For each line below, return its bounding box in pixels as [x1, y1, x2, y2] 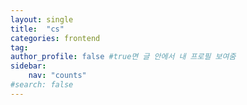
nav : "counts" [28, 71, 87, 81]
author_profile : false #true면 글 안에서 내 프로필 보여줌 [10, 52, 237, 62]
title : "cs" [10, 24, 65, 34]
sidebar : [10, 61, 47, 71]
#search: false [10, 80, 74, 90]
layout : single [10, 14, 74, 25]
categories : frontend [10, 33, 101, 43]
